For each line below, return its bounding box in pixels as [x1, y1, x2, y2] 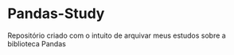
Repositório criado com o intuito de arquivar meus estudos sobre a [7, 31, 226, 40]
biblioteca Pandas [7, 38, 67, 48]
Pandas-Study [7, 5, 105, 23]
